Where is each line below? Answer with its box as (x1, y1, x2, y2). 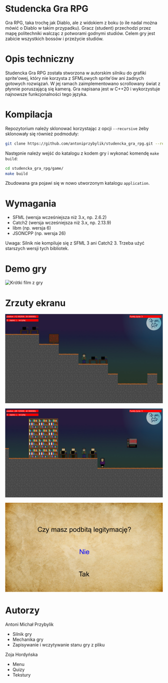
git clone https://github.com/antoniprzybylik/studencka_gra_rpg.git (5, 141, 153, 146)
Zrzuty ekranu (5, 297, 66, 309)
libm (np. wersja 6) (12, 225, 51, 231)
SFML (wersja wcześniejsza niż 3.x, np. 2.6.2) (12, 214, 107, 220)
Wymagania (5, 198, 56, 209)
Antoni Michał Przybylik (5, 621, 54, 627)
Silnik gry (12, 631, 32, 637)
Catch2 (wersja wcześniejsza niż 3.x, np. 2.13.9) (12, 219, 111, 226)
